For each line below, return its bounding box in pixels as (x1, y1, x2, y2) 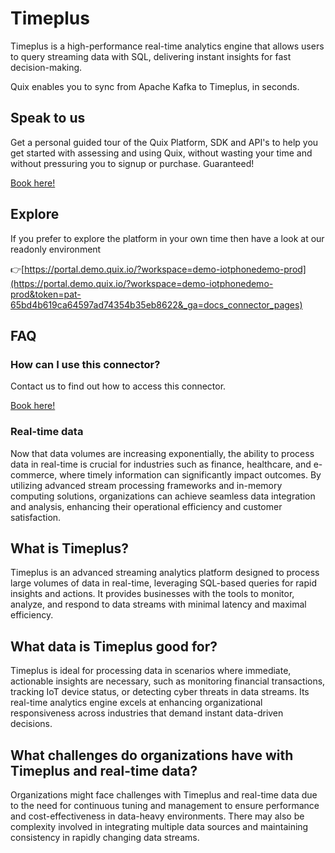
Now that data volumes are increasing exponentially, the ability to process (10, 447, 315, 459)
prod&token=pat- (10, 288, 82, 300)
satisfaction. (10, 511, 62, 523)
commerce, (10, 468, 58, 481)
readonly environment (10, 243, 102, 255)
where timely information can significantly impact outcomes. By (59, 468, 322, 481)
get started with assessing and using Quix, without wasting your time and (10, 147, 313, 159)
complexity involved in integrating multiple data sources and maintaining (10, 820, 309, 832)
